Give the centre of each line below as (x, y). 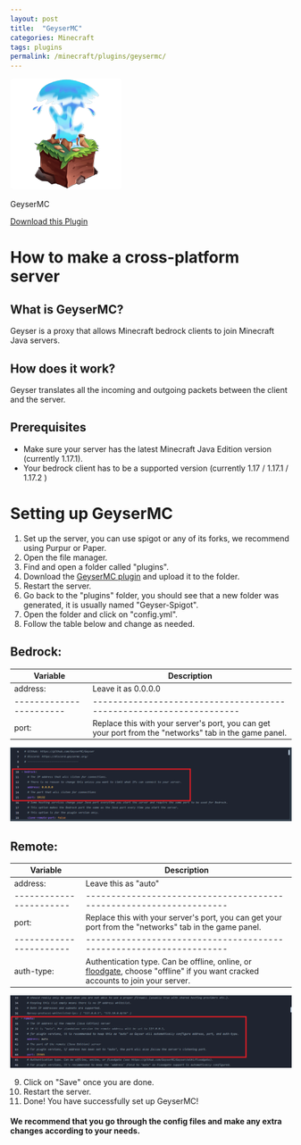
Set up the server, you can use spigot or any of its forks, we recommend (156, 538)
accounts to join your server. (138, 980)
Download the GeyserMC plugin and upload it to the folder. (131, 576)
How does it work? (63, 368)
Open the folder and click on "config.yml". (100, 614)
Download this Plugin (49, 221)
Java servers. (35, 340)
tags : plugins (37, 47)
